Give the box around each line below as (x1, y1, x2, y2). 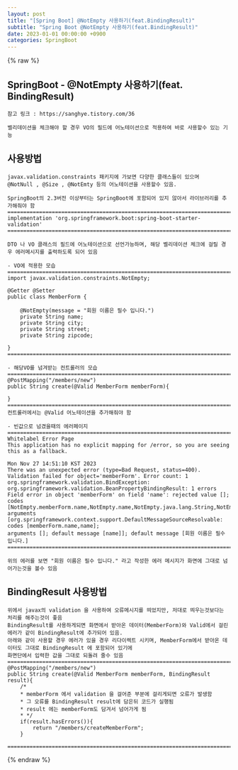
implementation (7, 215, 52, 222)
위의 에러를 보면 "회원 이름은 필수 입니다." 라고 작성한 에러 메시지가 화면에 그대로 (7, 557, 220, 565)
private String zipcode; (20, 332, 93, 339)
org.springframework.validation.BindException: (7, 479, 151, 486)
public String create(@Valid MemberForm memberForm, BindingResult (7, 671, 211, 678)
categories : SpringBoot (7, 37, 78, 44)
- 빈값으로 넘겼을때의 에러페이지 (7, 423, 89, 430)
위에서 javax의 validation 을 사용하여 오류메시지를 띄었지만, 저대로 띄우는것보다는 (7, 607, 225, 614)
